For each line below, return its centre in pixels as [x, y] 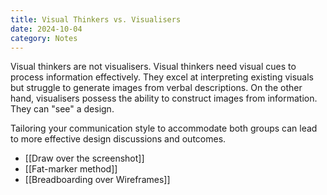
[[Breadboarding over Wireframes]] [97, 180]
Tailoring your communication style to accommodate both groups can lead [164, 128]
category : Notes [44, 38]
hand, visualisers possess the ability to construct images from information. [164, 98]
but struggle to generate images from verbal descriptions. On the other [156, 88]
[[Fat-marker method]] [71, 169]
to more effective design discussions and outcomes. [118, 139]
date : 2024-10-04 [46, 29]
